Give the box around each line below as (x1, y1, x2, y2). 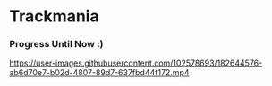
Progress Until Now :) (9, 38, 105, 51)
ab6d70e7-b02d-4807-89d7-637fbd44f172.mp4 (9, 67, 190, 78)
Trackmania (9, 6, 100, 27)
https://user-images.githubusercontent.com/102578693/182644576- (9, 58, 263, 68)
